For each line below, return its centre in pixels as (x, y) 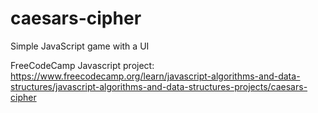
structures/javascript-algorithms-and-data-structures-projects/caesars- (159, 86)
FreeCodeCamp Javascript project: (82, 65)
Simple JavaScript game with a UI (80, 46)
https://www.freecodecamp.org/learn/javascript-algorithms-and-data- (155, 76)
